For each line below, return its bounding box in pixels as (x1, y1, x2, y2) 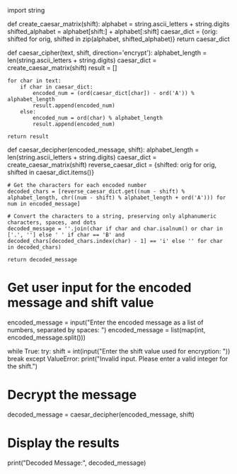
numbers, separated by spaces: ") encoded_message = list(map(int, (7, 325, 206, 334)
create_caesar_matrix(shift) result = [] (7, 64, 117, 72)
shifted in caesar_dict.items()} (7, 168, 94, 176)
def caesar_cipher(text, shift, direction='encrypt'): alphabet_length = (7, 49, 207, 57)
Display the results (7, 435, 120, 451)
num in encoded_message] (7, 201, 81, 208)
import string (7, 6, 45, 14)
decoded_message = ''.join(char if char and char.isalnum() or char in (7, 225, 223, 232)
